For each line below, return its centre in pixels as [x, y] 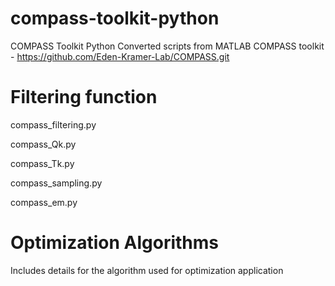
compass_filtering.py [53, 124]
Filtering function [84, 97]
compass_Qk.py [43, 144]
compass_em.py [44, 202]
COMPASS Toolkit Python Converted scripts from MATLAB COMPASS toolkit [167, 46]
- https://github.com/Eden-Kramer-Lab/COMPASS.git [120, 56]
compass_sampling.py [56, 183]
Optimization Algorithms [115, 243]
